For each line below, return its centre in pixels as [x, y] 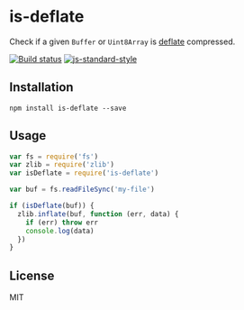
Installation [41, 87]
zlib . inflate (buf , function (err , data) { [98, 214]
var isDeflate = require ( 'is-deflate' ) [84, 173]
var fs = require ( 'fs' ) [54, 156]
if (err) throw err [62, 223]
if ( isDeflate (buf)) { [52, 206]
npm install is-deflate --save [68, 108]
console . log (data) [60, 231]
